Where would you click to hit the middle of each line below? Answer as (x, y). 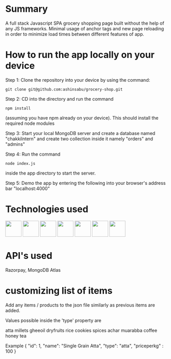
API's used (29, 256)
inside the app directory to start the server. (51, 173)
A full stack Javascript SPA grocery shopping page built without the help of (85, 23)
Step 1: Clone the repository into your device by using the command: (78, 80)
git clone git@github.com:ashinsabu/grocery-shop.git (64, 89)
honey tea (16, 336)
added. (13, 310)
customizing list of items (59, 290)
